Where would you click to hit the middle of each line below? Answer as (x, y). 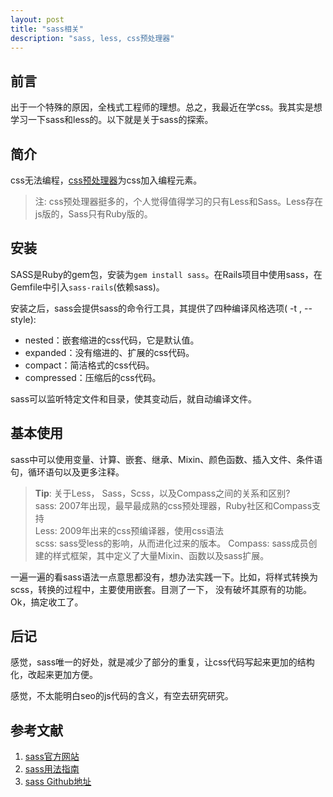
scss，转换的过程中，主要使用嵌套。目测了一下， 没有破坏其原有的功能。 (161, 589)
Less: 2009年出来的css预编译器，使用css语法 (129, 530)
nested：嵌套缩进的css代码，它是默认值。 (112, 340)
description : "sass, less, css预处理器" (92, 38)
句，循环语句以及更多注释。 (67, 472)
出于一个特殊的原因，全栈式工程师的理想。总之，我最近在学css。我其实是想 (166, 107)
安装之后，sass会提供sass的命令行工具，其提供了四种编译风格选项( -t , (156, 308)
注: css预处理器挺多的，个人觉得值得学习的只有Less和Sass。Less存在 (178, 201)
